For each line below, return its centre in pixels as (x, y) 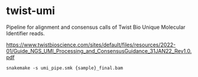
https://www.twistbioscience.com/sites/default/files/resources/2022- (91, 45)
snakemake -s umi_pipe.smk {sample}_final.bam (65, 68)
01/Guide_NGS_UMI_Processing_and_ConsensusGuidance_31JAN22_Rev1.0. (99, 51)
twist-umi (31, 11)
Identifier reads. (25, 33)
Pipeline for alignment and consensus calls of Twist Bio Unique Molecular (96, 27)
